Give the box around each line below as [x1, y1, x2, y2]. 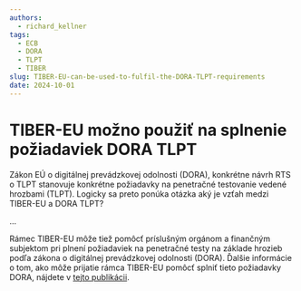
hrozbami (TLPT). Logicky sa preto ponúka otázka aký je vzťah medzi [9, 188, 269, 199]
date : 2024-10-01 [9, 81, 75, 90]
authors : [9, 13, 43, 23]
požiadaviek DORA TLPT [9, 139, 198, 160]
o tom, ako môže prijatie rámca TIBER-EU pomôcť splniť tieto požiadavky [9, 262, 282, 273]
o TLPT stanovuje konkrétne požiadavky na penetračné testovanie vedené [9, 179, 287, 189]
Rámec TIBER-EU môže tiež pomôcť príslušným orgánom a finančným [9, 233, 270, 244]
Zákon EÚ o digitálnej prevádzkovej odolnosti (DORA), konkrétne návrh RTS [9, 169, 292, 179]
